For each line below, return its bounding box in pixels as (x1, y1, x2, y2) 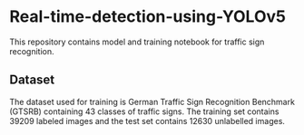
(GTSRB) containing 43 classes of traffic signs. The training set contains (9, 106, 279, 117)
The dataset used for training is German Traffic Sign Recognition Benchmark (9, 96, 295, 107)
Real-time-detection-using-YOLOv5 (9, 6, 286, 27)
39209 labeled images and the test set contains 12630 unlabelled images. (9, 115, 286, 126)
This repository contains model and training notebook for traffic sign (9, 36, 265, 47)
